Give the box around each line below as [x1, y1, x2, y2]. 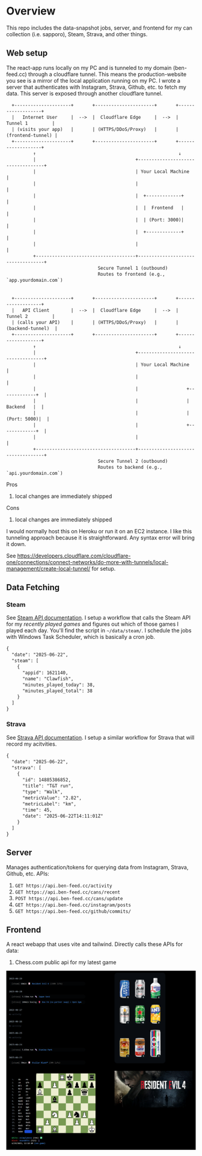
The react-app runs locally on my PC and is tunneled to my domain [6, 64, 172, 71]
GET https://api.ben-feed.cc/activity [14, 883, 112, 889]
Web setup [6, 48, 48, 59]
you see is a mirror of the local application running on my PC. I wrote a [6, 77, 180, 84]
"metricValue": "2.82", [22, 795, 82, 801]
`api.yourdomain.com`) [6, 470, 63, 476]
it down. [6, 540, 26, 547]
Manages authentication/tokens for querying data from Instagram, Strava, [6, 863, 189, 871]
